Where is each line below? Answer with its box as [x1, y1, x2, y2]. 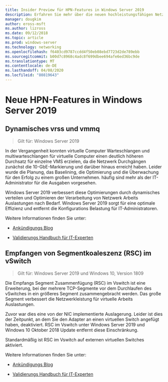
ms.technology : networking [5, 45, 61, 50]
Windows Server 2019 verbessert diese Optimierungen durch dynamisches [5, 189, 160, 196]
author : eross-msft [5, 21, 46, 27]
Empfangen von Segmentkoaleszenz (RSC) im [5, 249, 151, 258]
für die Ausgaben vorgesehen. [34, 179, 97, 185]
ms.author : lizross [5, 26, 46, 31]
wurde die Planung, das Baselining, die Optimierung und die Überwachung [5, 169, 159, 175]
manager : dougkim [5, 17, 41, 22]
